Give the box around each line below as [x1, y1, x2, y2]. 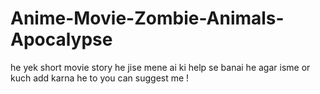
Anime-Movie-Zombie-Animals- [10, 7, 285, 30]
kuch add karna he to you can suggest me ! [10, 72, 190, 84]
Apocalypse [10, 28, 113, 51]
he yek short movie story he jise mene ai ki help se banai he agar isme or [10, 61, 311, 73]
